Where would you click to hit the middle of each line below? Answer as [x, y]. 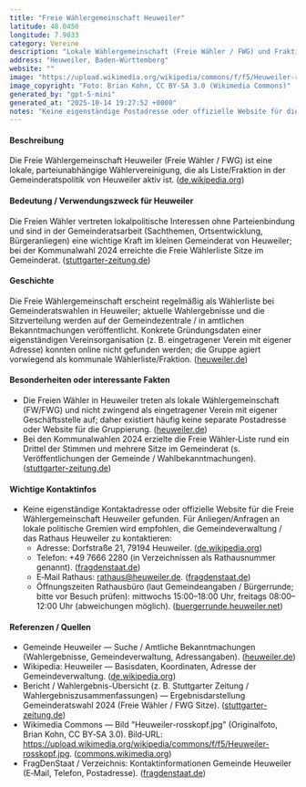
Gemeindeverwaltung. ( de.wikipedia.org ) [99, 677]
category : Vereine [44, 43]
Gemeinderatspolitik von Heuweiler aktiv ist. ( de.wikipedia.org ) [127, 180]
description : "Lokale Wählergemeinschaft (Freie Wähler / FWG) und [140, 52]
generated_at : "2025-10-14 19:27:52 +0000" [93, 103]
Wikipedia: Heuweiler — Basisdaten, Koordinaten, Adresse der [139, 667]
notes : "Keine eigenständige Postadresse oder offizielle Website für [146, 111]
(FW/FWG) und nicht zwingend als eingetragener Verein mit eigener [150, 410]
